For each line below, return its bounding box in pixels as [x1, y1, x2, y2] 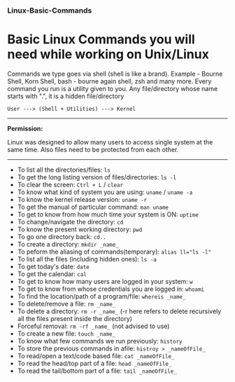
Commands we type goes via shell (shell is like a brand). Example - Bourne [7, 69, 223, 78]
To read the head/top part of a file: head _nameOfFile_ [17, 359, 172, 367]
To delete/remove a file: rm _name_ [17, 299, 116, 308]
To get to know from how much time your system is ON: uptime [17, 210, 199, 219]
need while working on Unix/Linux [7, 46, 210, 62]
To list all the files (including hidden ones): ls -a [17, 254, 157, 263]
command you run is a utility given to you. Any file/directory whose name [7, 84, 218, 93]
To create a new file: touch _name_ [17, 329, 116, 338]
